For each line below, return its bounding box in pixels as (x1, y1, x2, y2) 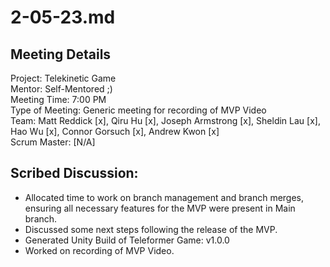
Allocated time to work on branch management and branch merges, (24, 191, 305, 203)
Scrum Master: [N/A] (10, 136, 96, 148)
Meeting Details (10, 46, 112, 63)
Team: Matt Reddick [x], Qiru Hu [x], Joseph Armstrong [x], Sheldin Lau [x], (10, 115, 321, 126)
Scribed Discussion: (10, 165, 139, 182)
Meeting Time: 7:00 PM (10, 94, 107, 105)
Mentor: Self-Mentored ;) (10, 83, 113, 95)
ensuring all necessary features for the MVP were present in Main (24, 202, 296, 214)
